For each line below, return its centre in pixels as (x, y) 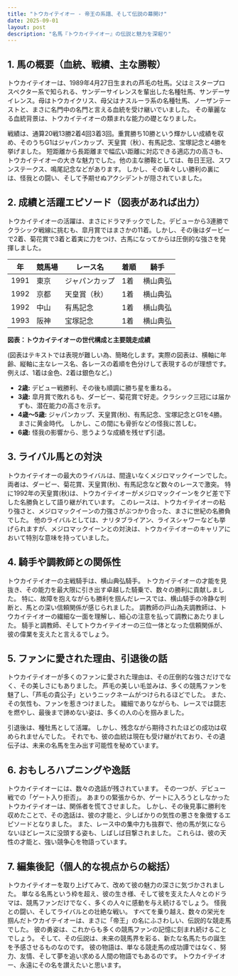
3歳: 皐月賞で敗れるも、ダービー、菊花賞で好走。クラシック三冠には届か (124, 396)
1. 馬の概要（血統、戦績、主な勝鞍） (87, 64)
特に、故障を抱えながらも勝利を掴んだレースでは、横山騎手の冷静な (120, 598)
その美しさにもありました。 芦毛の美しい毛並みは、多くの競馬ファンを (123, 686)
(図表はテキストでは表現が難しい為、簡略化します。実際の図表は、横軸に (114, 355)
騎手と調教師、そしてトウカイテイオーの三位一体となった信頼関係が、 (124, 625)
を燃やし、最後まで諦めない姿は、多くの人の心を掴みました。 (98, 713)
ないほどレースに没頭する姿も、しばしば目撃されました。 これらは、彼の (114, 833)
